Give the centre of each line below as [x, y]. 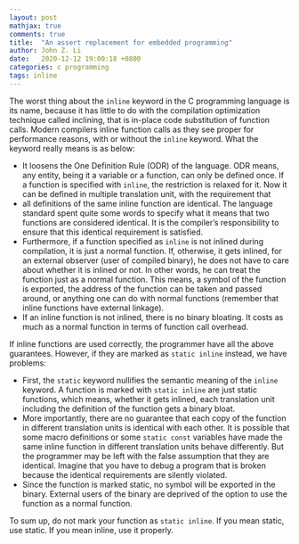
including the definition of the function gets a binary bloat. [129, 408]
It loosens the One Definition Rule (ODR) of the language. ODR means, [150, 165]
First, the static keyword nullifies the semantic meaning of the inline [150, 380]
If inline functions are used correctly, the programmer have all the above [141, 343]
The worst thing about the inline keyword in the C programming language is [149, 101]
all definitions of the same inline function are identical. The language [147, 203]
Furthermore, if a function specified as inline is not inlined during [143, 241]
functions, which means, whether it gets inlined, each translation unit [148, 399]
